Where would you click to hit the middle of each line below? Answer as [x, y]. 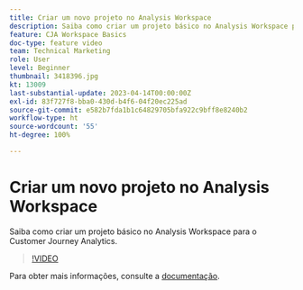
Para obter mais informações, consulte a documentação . [115, 276]
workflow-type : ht [44, 118]
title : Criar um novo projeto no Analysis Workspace [110, 18]
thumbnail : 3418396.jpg [54, 77]
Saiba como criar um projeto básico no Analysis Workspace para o [133, 231]
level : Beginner [40, 68]
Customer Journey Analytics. [64, 240]
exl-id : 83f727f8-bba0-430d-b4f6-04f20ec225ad [98, 101]
